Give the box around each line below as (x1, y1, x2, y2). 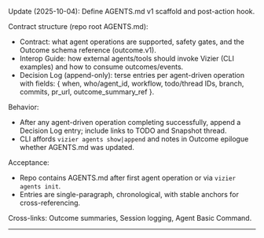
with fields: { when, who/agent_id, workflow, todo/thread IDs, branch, (19, 79, 244, 88)
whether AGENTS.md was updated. (19, 143, 135, 152)
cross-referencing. (19, 198, 81, 207)
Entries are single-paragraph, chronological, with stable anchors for (19, 190, 240, 199)
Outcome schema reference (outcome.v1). (19, 46, 157, 54)
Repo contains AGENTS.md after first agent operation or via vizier (19, 173, 236, 182)
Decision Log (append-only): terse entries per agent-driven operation (19, 71, 245, 79)
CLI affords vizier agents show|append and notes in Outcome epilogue (19, 134, 249, 144)
